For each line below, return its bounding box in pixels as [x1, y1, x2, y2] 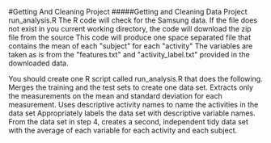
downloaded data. [8, 58, 69, 68]
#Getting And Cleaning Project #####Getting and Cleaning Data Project [8, 7, 248, 16]
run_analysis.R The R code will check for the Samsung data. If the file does [8, 15, 257, 25]
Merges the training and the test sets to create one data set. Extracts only [8, 82, 253, 92]
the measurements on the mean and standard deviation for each [8, 91, 222, 100]
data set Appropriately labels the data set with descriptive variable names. [8, 108, 256, 118]
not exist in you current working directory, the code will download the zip [8, 24, 252, 33]
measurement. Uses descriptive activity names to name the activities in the [8, 100, 259, 109]
